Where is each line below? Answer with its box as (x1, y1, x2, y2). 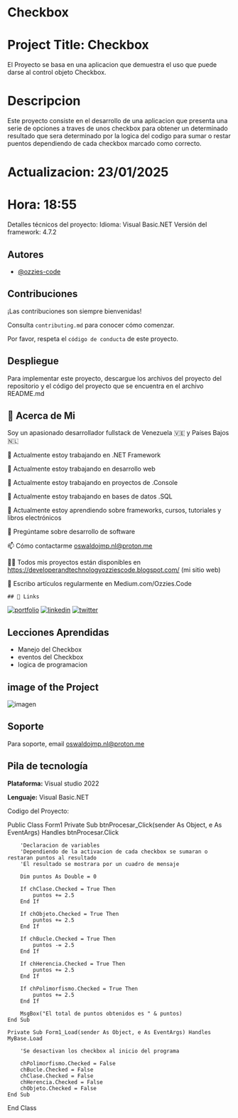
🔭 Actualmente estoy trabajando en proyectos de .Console (7, 479, 178, 487)
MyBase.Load (7, 1035, 43, 1042)
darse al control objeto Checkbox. (7, 68, 107, 77)
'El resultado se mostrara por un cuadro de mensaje (20, 860, 180, 867)
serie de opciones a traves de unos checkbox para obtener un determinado (7, 124, 229, 132)
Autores (7, 249, 44, 261)
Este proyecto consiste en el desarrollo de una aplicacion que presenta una (7, 117, 228, 125)
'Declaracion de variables (20, 842, 100, 849)
